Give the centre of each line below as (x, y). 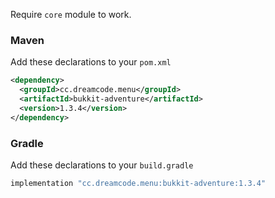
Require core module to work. (71, 14)
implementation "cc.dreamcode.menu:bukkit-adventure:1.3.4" (138, 183)
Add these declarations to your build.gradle (102, 165)
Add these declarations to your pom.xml (91, 62)
